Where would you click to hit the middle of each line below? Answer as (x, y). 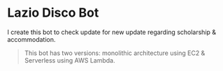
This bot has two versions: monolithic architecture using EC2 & (115, 53)
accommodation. (31, 39)
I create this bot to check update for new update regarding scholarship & (112, 32)
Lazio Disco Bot (53, 13)
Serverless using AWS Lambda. (70, 60)
